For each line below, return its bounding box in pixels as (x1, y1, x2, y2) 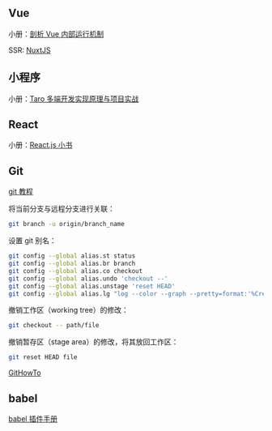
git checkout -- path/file (8, 322, 100, 330)
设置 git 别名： (8, 236, 57, 245)
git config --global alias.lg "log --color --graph (8, 289, 186, 298)
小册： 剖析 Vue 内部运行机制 (8, 28, 104, 39)
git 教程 (8, 186, 34, 197)
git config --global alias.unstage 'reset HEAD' (8, 282, 176, 290)
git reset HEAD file (8, 353, 79, 361)
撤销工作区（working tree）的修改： (8, 305, 129, 315)
